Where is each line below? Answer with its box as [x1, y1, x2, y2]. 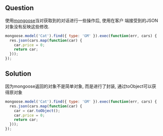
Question [5, 4, 34, 12]
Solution [5, 69, 31, 78]
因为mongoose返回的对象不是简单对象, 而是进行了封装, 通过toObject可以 [5, 83, 152, 89]
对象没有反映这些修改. [5, 23, 50, 29]
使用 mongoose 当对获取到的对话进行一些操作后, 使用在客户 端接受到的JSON [5, 17, 158, 23]
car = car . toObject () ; [14, 108, 60, 113]
